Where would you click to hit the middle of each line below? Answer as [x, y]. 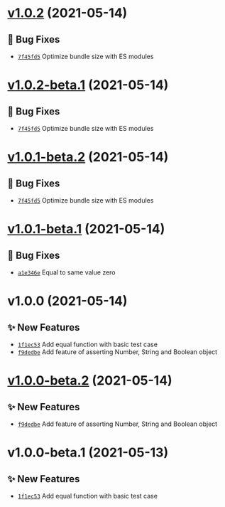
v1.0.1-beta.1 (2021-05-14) [86, 229]
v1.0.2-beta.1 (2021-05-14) [88, 85]
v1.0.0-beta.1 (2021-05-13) [88, 453]
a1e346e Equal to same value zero [66, 272]
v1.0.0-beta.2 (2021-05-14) [90, 381]
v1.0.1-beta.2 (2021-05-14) [88, 157]
